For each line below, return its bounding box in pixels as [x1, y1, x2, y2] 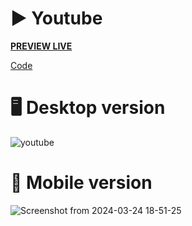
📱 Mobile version [10, 172, 153, 194]
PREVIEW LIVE [10, 40, 73, 52]
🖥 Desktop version [10, 97, 166, 119]
